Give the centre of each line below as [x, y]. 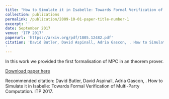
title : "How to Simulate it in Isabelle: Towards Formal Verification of [84, 10]
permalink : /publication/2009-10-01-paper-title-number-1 [67, 19]
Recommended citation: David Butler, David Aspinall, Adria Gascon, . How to [84, 80]
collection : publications [32, 14]
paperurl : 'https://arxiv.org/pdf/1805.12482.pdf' [59, 38]
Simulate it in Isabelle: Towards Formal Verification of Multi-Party [72, 86]
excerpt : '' [18, 24]
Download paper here [28, 71]
